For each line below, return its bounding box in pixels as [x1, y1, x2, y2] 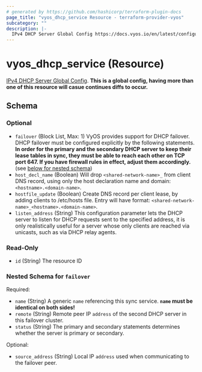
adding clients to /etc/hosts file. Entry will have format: [14, 196, 150, 203]
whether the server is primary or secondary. [14, 329, 124, 337]
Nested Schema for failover [6, 272, 91, 281]
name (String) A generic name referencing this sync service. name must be [14, 297, 194, 305]
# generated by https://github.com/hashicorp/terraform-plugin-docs [6, 8, 182, 15]
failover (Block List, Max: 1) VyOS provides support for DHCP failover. [14, 132, 191, 140]
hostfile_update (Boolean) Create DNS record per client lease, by [14, 190, 179, 197]
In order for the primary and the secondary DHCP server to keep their [14, 145, 192, 152]
